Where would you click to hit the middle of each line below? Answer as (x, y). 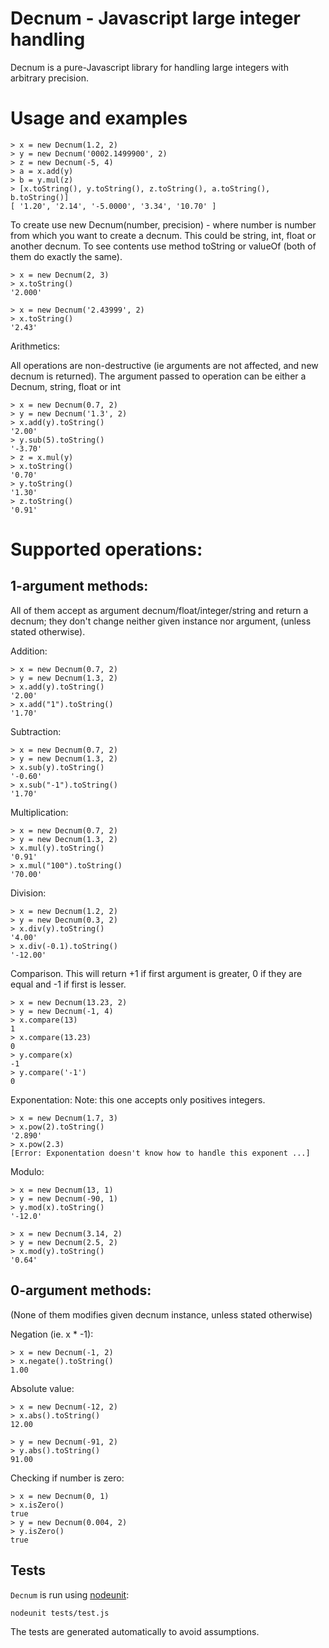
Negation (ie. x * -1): (52, 1334)
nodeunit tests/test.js (60, 1613)
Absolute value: (42, 1388)
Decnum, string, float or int (65, 386)
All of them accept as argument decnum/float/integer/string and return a (159, 610)
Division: (28, 893)
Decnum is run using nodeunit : (70, 1594)
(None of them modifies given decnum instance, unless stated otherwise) (161, 1314)
